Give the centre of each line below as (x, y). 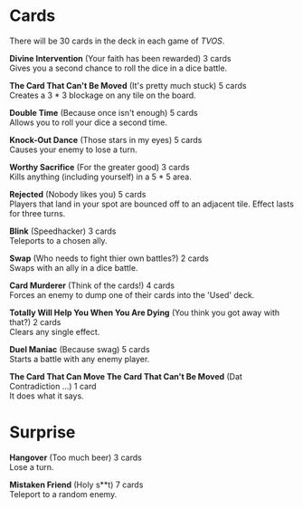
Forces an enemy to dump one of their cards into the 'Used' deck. (132, 294)
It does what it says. (47, 396)
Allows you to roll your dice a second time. (88, 122)
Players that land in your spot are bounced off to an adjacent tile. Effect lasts (151, 204)
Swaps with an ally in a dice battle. (74, 267)
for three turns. (38, 213)
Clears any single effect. (55, 331)
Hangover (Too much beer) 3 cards (76, 457)
